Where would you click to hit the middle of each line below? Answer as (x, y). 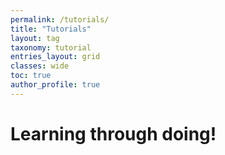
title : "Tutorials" (51, 29)
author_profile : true (55, 85)
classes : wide (40, 66)
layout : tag (35, 38)
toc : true (31, 76)
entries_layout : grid (55, 57)
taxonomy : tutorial (51, 47)
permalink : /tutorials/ (60, 19)
